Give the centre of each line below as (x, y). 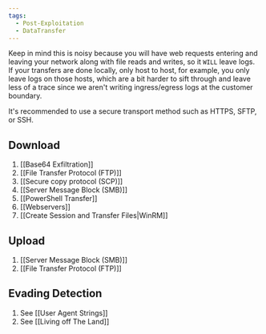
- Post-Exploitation (50, 23)
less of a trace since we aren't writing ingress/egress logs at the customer (131, 87)
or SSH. (21, 120)
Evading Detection (55, 294)
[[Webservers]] (45, 207)
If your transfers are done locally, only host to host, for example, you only (129, 70)
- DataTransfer (41, 30)
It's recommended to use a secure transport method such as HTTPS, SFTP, (133, 111)
